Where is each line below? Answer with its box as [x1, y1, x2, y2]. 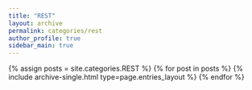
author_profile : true [8, 34, 81, 43]
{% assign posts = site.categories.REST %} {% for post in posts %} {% [8, 63, 244, 73]
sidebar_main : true [8, 42, 74, 50]
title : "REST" [8, 11, 56, 20]
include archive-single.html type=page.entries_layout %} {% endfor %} [8, 72, 245, 82]
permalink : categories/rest [8, 27, 103, 35]
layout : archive [8, 19, 63, 27]
